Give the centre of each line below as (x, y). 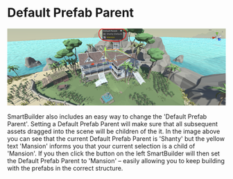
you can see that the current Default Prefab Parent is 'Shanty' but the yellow (116, 139)
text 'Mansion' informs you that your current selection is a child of (101, 146)
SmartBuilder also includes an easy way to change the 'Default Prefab (107, 117)
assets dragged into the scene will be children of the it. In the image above (114, 131)
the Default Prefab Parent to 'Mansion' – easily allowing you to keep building (116, 161)
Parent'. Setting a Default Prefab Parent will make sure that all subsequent (113, 124)
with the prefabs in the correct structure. (65, 169)
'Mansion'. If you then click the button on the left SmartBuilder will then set (114, 153)
